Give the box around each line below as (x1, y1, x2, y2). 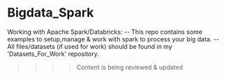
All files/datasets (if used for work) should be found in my (7, 42, 173, 50)
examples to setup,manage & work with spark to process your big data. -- (7, 35, 220, 43)
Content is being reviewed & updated (76, 63, 183, 71)
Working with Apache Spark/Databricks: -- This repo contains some (7, 28, 203, 36)
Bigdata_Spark (7, 5, 94, 21)
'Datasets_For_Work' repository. (7, 50, 100, 58)
